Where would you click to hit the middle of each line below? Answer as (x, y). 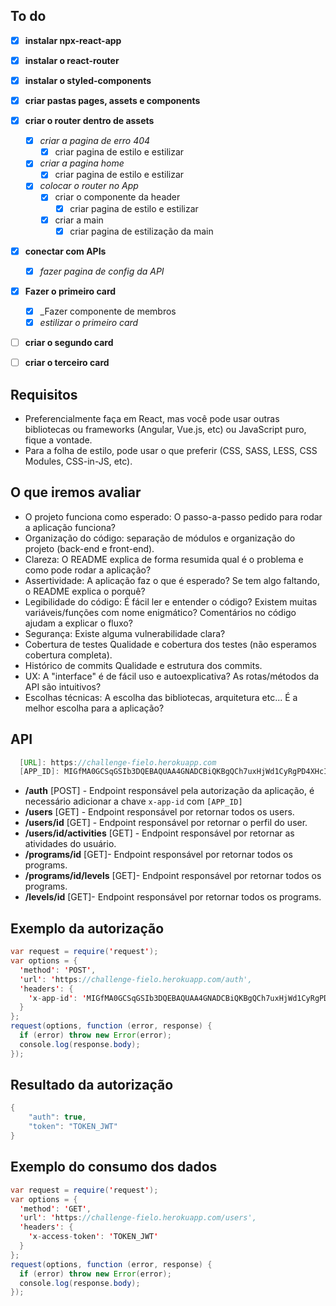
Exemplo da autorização (87, 928)
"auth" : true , (57, 1117)
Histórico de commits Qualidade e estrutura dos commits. (143, 665)
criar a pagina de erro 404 (95, 141)
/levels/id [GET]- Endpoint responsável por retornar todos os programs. (173, 897)
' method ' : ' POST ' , (58, 970)
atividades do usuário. (70, 844)
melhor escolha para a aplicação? (94, 708)
